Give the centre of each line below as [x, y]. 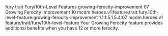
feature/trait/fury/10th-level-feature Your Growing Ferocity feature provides [84, 23]
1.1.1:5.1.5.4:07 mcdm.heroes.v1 [131, 17]
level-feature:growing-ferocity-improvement [52, 17]
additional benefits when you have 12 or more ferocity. [62, 28]
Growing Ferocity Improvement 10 [41, 12]
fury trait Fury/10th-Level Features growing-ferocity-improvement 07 [77, 7]
